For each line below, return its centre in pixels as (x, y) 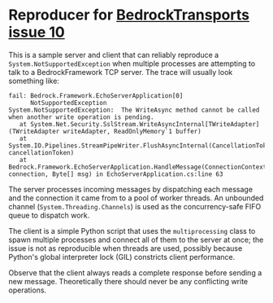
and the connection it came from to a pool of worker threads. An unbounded (136, 198)
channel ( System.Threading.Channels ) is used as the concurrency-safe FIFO (135, 206)
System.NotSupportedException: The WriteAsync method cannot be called (134, 110)
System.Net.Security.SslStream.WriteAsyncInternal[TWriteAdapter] (145, 124)
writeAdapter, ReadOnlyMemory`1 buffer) (132, 131)
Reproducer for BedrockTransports (129, 15)
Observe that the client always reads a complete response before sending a (135, 272)
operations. (28, 290)
